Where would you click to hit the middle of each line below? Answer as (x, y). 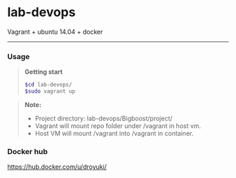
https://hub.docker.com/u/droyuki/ (57, 167)
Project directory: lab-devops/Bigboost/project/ (104, 118)
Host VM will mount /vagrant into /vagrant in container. (114, 133)
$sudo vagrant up (50, 91)
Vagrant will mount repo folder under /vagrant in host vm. (118, 126)
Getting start (44, 72)
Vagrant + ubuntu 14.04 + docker (55, 32)
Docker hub (27, 151)
